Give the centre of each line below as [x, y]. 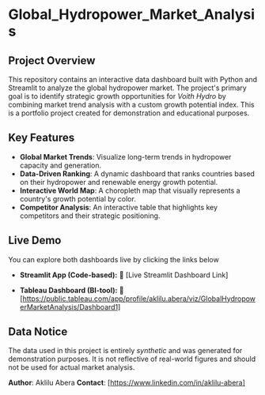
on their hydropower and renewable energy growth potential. [119, 182]
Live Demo [35, 241]
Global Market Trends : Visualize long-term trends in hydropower [125, 156]
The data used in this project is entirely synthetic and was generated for [125, 351]
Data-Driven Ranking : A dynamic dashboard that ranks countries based [137, 173]
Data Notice [38, 332]
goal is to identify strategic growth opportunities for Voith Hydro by [117, 96]
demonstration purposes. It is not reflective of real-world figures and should [132, 359]
